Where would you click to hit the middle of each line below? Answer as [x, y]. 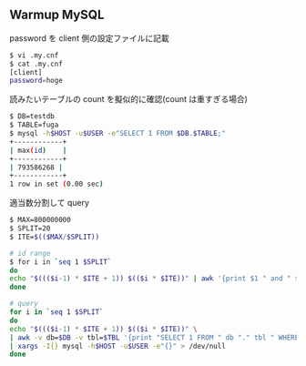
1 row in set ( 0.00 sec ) [56, 184]
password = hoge [36, 81]
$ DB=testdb [32, 117]
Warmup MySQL [57, 15]
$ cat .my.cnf [36, 64]
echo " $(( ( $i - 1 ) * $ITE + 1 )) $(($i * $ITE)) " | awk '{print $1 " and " [150, 279]
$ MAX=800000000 [40, 220]
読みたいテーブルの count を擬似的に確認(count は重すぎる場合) [129, 99]
